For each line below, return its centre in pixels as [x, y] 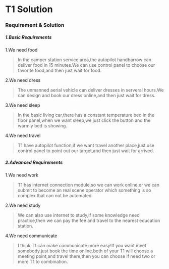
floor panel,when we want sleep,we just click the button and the [84, 120]
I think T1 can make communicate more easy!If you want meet [82, 246]
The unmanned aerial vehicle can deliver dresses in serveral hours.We [91, 90]
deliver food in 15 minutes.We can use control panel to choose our [86, 65]
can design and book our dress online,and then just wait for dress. [86, 96]
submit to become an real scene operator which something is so [84, 190]
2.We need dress [23, 80]
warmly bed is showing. [42, 126]
